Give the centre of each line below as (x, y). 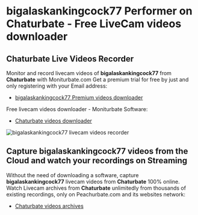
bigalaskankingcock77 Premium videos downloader (79, 98)
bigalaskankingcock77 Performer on (99, 11)
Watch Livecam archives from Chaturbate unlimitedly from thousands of (96, 188)
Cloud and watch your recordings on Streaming (97, 161)
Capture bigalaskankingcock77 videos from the (97, 151)
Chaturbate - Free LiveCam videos (94, 24)
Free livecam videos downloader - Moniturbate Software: (77, 109)
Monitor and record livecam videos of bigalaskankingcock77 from (89, 73)
